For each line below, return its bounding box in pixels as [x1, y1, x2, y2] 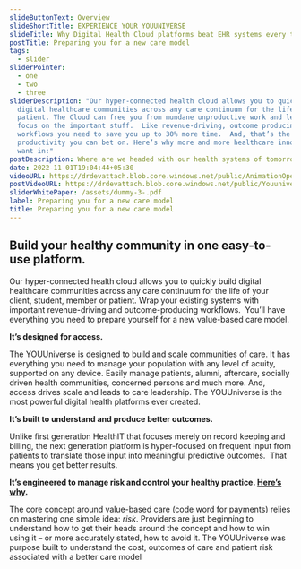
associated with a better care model [9, 551, 142, 562]
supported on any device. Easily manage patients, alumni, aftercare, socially [9, 367, 290, 378]
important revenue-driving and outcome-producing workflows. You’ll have [9, 304, 286, 315]
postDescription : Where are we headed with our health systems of [9, 154, 262, 164]
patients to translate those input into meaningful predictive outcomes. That [9, 450, 288, 461]
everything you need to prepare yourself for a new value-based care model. [9, 314, 289, 324]
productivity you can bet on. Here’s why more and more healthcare [17, 138, 275, 147]
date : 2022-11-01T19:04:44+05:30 [9, 163, 134, 172]
